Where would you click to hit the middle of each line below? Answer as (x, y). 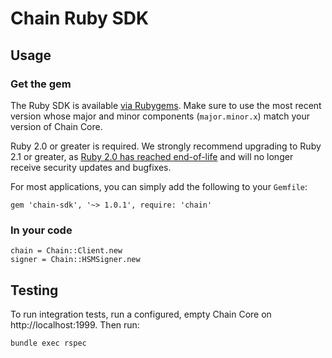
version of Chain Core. (56, 126)
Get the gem (41, 84)
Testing (34, 290)
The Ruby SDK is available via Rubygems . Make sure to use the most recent (166, 105)
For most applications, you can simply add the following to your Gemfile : (159, 186)
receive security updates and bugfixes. (91, 167)
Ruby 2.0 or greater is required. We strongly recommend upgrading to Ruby (166, 146)
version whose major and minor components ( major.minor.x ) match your (160, 116)
